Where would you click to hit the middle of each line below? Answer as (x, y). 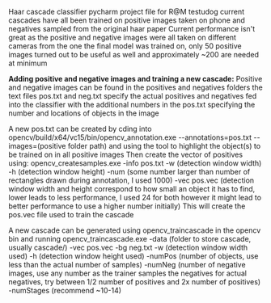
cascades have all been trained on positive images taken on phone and (127, 20)
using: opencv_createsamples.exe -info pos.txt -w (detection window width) (135, 163)
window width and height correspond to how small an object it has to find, (132, 189)
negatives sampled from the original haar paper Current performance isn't (132, 29)
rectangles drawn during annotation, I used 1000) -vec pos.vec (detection (131, 180)
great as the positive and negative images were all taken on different (123, 37)
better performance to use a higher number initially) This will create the (127, 206)
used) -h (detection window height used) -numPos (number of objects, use (133, 256)
